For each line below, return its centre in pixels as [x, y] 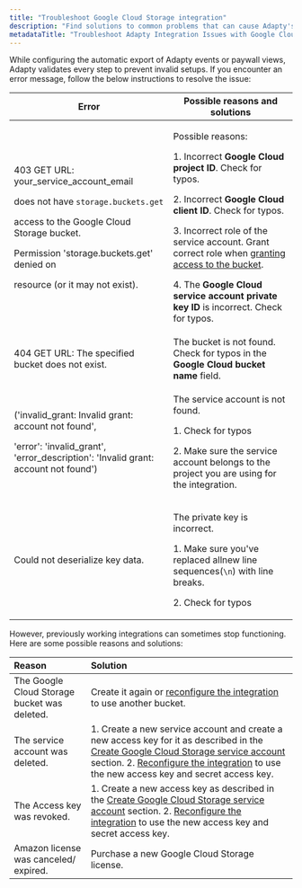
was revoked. [42, 817]
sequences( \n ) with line [223, 572]
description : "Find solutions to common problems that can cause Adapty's [152, 26]
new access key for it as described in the [177, 741]
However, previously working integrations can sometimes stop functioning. [148, 634]
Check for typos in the [220, 353]
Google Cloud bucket [219, 365]
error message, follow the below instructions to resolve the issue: [130, 79]
